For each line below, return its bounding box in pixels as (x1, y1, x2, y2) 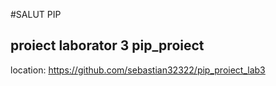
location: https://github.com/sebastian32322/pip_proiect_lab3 (10, 64, 266, 76)
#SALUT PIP (10, 9, 62, 20)
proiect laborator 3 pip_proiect (10, 37, 205, 54)
